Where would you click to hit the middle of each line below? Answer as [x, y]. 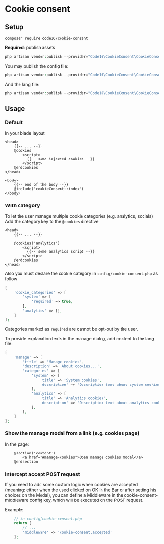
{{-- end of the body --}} [41, 185]
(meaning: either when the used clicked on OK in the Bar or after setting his [81, 490]
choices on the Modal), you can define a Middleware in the [64, 495]
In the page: [17, 444]
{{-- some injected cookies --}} [61, 159]
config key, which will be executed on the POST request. [86, 500]
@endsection [26, 462]
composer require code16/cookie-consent [47, 38]
